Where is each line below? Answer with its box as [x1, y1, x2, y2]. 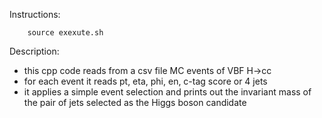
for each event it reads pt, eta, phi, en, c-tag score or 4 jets [23, 75, 268, 87]
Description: [9, 45, 60, 57]
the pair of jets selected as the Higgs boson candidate [23, 97, 247, 108]
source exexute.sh [27, 28, 104, 38]
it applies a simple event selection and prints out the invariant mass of [23, 86, 312, 98]
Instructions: [9, 9, 61, 20]
